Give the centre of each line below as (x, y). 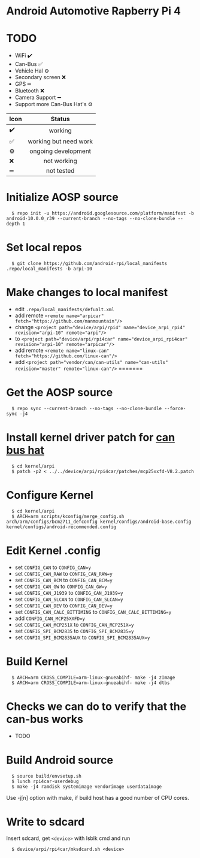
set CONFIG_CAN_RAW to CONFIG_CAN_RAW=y (63, 573)
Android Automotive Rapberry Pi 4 (94, 11)
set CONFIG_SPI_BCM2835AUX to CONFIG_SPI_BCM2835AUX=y (82, 637)
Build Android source (60, 760)
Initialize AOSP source (62, 198)
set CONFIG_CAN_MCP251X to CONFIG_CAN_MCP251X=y (74, 624)
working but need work (60, 142)
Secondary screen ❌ (40, 77)
